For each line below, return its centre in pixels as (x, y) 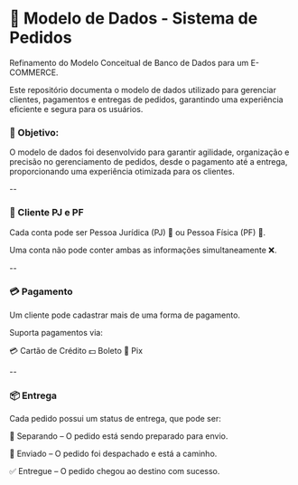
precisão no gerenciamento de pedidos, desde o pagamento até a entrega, (149, 162)
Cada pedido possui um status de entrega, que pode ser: (115, 419)
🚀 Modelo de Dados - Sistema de (134, 19)
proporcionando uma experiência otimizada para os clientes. (122, 172)
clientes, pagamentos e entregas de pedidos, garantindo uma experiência (146, 100)
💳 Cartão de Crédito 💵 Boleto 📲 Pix (76, 350)
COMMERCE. (34, 72)
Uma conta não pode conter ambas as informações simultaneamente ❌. (143, 250)
